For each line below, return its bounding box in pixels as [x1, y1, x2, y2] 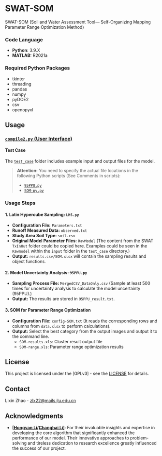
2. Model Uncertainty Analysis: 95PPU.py [5, 269, 88, 275]
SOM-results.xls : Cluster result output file [19, 338, 103, 344]
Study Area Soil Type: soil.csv [12, 233, 75, 239]
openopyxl [12, 106, 33, 112]
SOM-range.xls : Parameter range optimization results [19, 344, 124, 350]
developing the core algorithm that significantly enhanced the [12, 430, 135, 436]
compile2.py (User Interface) [5, 135, 73, 142]
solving [12, 440, 27, 446]
